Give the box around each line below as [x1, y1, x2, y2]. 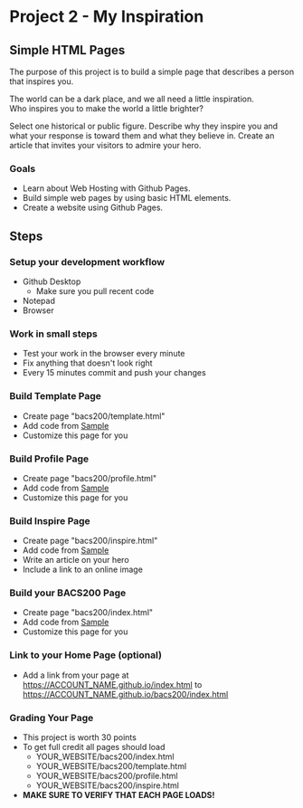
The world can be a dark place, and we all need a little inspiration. [9, 93, 255, 104]
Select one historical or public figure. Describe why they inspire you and [9, 120, 279, 131]
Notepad [22, 295, 56, 306]
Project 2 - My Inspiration [9, 6, 204, 27]
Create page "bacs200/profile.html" [22, 472, 156, 483]
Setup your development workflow [9, 255, 166, 268]
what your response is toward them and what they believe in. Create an [9, 130, 275, 141]
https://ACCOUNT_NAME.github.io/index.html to [22, 679, 203, 689]
